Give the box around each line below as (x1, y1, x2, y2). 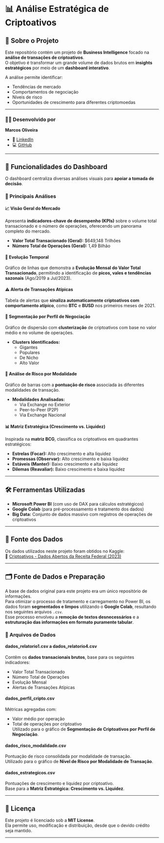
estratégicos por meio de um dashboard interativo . (5, 65, 110, 71)
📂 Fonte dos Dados (5, 535, 63, 544)
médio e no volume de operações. (5, 330, 74, 335)
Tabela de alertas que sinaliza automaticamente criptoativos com (5, 297, 140, 303)
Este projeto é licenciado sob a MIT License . (5, 817, 95, 823)
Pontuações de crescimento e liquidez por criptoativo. (5, 781, 114, 786)
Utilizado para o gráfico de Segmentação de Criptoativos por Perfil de (12, 726, 155, 732)
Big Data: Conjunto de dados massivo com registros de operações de (12, 511, 153, 517)
